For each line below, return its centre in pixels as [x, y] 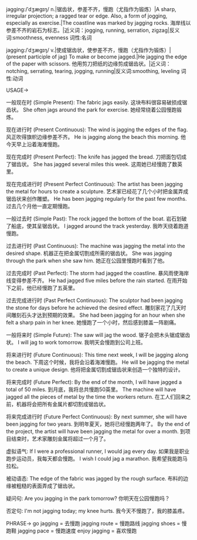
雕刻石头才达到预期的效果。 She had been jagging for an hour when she [98, 315]
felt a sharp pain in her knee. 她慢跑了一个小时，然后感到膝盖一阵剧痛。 [93, 322]
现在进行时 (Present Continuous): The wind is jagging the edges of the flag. [97, 130]
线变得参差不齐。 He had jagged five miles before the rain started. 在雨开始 [97, 280]
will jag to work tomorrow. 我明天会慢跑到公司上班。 [83, 342]
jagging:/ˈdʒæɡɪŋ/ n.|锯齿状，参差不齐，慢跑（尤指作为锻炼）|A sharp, [91, 9]
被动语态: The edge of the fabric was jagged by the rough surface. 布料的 [95, 478]
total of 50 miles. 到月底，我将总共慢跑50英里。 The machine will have [91, 389]
